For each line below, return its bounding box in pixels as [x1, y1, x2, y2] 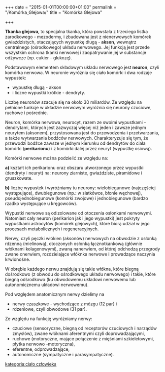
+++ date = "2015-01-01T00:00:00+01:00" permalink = [5, 4, 117, 10]
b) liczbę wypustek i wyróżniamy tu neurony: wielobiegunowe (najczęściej [5, 185, 156, 191]
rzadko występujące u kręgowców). [5, 201, 78, 207]
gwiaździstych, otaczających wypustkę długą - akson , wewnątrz [5, 39, 136, 45]
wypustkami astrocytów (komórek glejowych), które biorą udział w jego [5, 221, 150, 226]
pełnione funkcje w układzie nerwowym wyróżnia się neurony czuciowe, [5, 105, 152, 110]
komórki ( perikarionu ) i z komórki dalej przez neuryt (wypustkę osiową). [5, 146, 153, 151]
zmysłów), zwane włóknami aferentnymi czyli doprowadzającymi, [12, 331, 145, 336]
